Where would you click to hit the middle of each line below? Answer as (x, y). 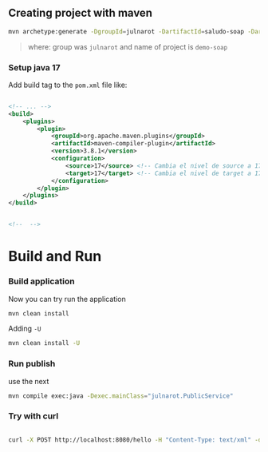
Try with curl (33, 416)
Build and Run (55, 257)
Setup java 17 (35, 67)
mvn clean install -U (44, 343)
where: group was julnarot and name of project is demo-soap (128, 46)
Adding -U (25, 329)
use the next (29, 381)
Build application (41, 281)
